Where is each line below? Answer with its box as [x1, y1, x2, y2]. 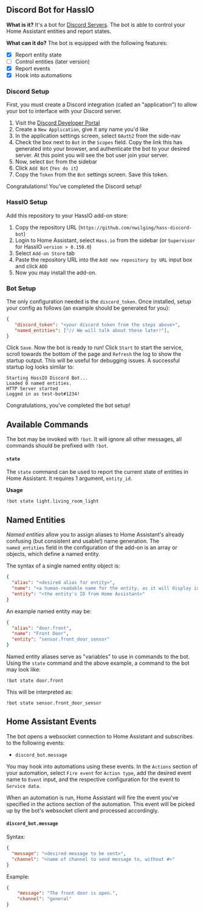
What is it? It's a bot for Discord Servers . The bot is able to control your [6, 21, 185, 28]
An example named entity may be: [6, 608, 92, 615]
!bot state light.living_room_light [6, 498, 99, 504]
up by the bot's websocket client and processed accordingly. [6, 807, 159, 814]
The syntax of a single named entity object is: [6, 562, 120, 569]
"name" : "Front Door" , [12, 631, 69, 637]
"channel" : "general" [17, 896, 72, 902]
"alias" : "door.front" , [12, 625, 72, 631]
